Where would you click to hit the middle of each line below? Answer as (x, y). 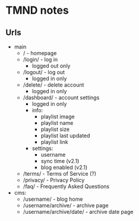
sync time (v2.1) (60, 161)
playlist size (55, 129)
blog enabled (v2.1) (64, 167)
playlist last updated (65, 136)
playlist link (55, 142)
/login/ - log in (40, 59)
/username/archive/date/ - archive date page (78, 212)
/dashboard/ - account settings (61, 97)
